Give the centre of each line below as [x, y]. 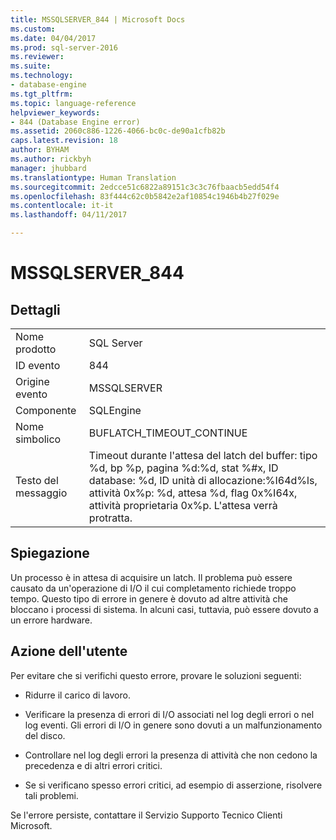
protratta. [110, 518]
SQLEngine [115, 410]
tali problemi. [51, 795]
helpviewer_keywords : [55, 112]
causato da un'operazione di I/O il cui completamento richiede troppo [153, 588]
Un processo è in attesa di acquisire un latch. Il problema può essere [151, 577]
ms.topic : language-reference [73, 103]
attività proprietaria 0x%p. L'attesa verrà [183, 505]
